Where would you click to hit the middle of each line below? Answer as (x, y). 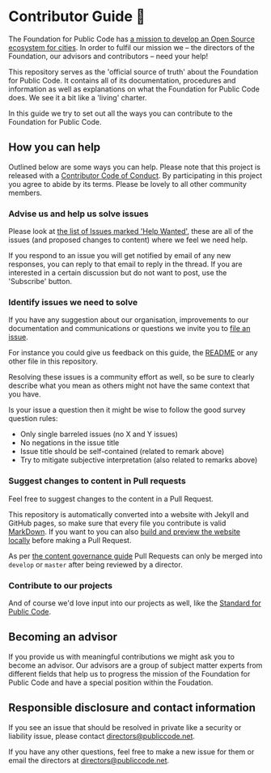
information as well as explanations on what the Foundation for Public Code (134, 89)
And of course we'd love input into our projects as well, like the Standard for (135, 603)
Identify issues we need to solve (73, 302)
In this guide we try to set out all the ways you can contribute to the (121, 113)
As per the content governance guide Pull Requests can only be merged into (135, 556)
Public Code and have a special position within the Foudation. (111, 682)
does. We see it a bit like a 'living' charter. (78, 97)
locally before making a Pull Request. (70, 540)
